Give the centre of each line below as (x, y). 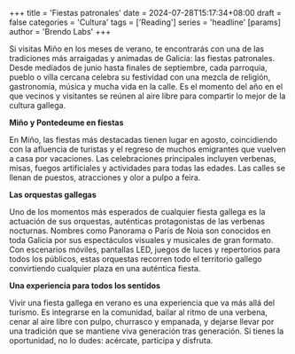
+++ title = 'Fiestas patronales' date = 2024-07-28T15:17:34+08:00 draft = (145, 13)
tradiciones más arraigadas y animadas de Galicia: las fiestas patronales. (142, 58)
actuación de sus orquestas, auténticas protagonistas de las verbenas (137, 221)
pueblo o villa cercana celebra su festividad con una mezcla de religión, (140, 77)
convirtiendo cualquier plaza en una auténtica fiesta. (105, 268)
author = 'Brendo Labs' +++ (60, 31)
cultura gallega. (38, 105)
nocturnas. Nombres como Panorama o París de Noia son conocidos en (140, 231)
